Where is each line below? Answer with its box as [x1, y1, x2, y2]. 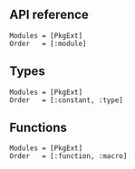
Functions [9, 120, 68, 136]
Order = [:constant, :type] [9, 95, 124, 105]
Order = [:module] [9, 39, 88, 48]
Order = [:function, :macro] [9, 152, 128, 161]
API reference [9, 7, 89, 23]
